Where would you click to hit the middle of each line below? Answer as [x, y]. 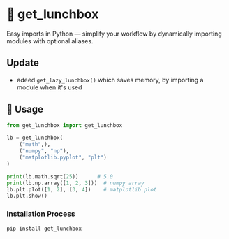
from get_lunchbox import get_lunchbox [65, 125]
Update [23, 63]
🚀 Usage [25, 109]
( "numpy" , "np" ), [44, 151]
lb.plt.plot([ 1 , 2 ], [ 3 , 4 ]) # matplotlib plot [82, 189]
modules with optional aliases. [50, 41]
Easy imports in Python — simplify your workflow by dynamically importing [114, 34]
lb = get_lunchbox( [35, 138]
